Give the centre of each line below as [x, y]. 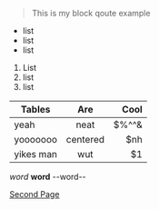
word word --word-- [48, 177]
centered [85, 139]
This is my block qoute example [91, 13]
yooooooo [35, 139]
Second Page [35, 194]
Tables [36, 109]
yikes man [35, 154]
